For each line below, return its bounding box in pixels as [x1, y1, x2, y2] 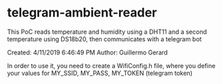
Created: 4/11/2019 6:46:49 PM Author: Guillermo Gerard [7, 48, 168, 56]
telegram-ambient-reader [7, 5, 157, 21]
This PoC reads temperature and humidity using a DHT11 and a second [7, 28, 208, 36]
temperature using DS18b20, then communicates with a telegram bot [7, 34, 202, 43]
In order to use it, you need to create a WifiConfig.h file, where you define [7, 61, 216, 70]
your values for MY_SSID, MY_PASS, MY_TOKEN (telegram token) [7, 69, 193, 77]
